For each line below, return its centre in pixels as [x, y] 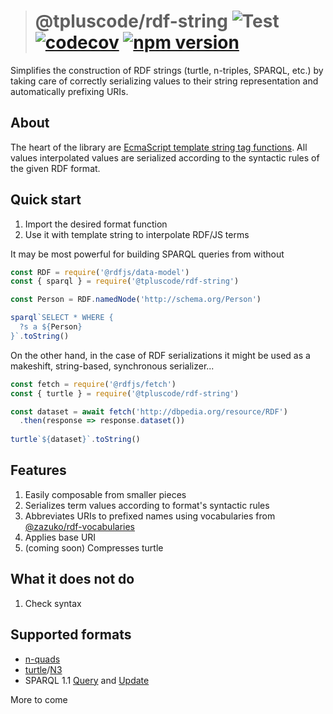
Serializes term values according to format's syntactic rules [147, 505]
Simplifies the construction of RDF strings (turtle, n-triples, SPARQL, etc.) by [167, 70]
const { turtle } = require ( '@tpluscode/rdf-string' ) [125, 393]
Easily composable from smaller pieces [105, 494]
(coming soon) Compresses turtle [94, 547]
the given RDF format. [55, 168]
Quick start [46, 200]
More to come [39, 699]
